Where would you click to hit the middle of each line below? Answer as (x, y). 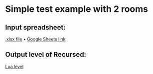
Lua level (14, 66)
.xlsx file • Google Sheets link (35, 39)
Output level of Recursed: (46, 55)
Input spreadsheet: (35, 27)
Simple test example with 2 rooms (77, 9)
